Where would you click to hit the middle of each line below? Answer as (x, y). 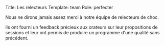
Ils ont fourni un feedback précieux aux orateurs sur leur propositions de (81, 27)
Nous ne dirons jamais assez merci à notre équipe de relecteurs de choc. (82, 17)
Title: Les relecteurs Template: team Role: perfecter (59, 7)
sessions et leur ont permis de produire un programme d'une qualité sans (82, 32)
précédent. (17, 38)
